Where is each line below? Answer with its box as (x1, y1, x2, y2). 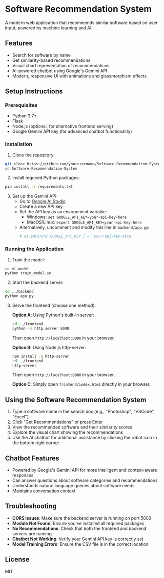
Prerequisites (5, 102, 38, 109)
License (5, 555, 30, 564)
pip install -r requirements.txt (5, 184, 73, 189)
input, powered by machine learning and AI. (5, 25, 93, 30)
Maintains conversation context (12, 488, 76, 494)
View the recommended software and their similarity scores (12, 424, 133, 430)
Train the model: (12, 256, 45, 263)
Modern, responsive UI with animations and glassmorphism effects (12, 73, 147, 79)
